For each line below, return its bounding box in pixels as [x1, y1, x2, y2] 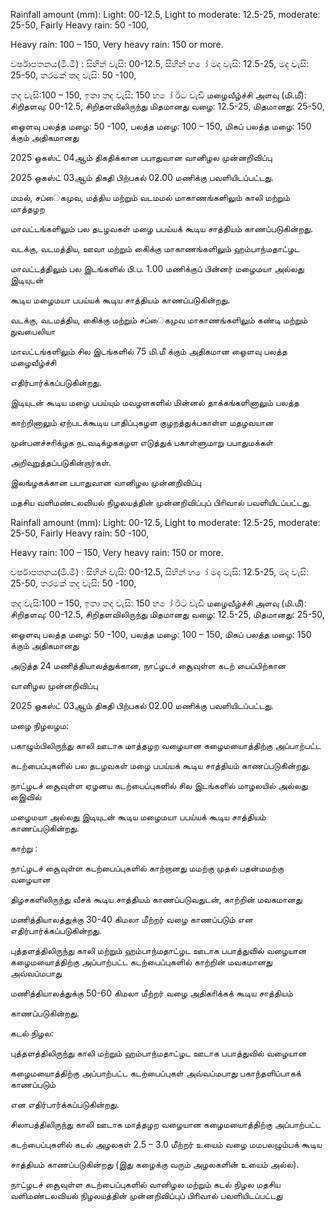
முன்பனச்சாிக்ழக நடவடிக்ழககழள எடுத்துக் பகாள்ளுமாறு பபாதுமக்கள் [10, 437, 274, 448]
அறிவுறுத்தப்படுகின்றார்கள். [10, 457, 112, 468]
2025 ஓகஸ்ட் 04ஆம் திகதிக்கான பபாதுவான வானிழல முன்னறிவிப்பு [10, 152, 273, 163]
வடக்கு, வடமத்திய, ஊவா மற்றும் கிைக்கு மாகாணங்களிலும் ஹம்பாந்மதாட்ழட [10, 243, 300, 254]
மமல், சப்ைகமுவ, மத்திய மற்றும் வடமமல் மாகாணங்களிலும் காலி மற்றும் [10, 192, 291, 203]
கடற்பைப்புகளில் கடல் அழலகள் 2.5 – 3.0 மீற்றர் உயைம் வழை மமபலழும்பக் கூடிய [10, 1139, 322, 1150]
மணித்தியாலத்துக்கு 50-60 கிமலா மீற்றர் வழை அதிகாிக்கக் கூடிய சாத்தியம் [10, 987, 293, 999]
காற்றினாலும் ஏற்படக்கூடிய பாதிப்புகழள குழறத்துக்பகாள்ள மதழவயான [10, 417, 274, 428]
